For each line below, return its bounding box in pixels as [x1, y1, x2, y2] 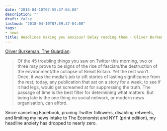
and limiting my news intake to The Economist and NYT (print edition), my [5, 115, 156, 121]
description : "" [5, 12, 39, 17]
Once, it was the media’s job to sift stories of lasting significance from [17, 74, 160, 80]
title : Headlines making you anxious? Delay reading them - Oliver [5, 35, 148, 40]
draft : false [5, 16, 32, 21]
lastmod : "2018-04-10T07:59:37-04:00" [5, 21, 85, 26]
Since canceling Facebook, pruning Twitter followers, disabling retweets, [5, 109, 154, 115]
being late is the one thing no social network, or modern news [17, 94, 144, 100]
